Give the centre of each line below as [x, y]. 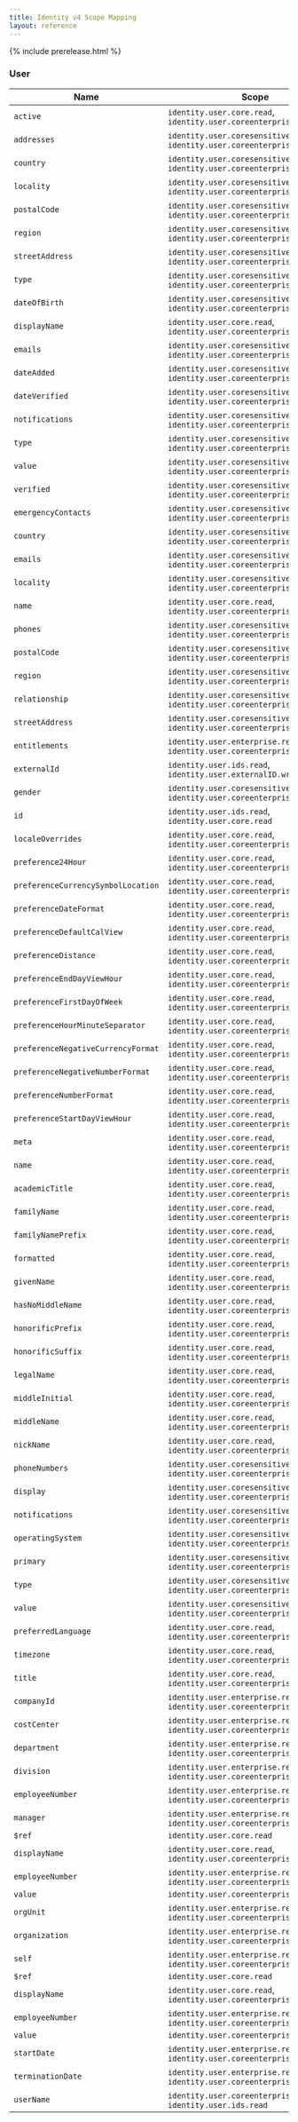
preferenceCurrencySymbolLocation [86, 885]
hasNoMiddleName [48, 1305]
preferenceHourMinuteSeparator [80, 1025]
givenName [34, 1281]
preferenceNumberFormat [64, 1095]
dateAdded [34, 372]
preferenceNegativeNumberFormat [82, 1072]
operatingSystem [48, 1538]
